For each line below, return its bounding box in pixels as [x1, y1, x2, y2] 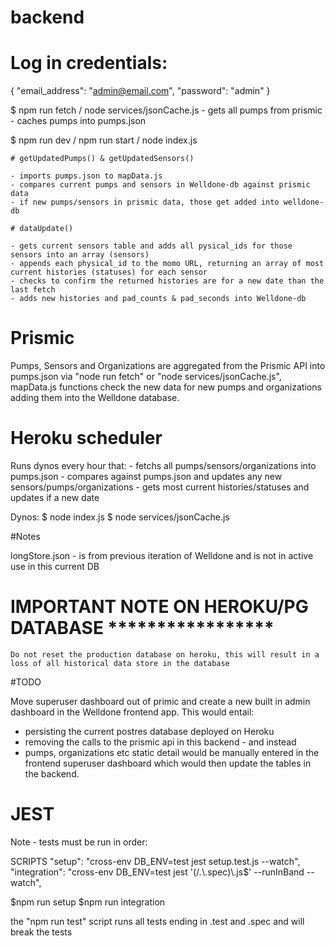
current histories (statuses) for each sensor [10, 267, 208, 278]
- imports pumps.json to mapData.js [10, 171, 163, 181]
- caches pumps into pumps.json [10, 115, 147, 127]
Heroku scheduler [10, 427, 163, 450]
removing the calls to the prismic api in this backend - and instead [24, 736, 297, 748]
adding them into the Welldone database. [10, 392, 180, 404]
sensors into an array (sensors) [10, 250, 150, 260]
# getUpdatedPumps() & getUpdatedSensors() [10, 154, 195, 164]
